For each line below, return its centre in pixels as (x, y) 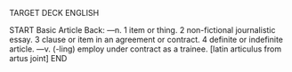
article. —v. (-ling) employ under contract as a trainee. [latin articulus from (146, 49)
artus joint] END (38, 58)
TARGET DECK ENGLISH (54, 13)
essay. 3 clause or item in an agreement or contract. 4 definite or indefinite (146, 40)
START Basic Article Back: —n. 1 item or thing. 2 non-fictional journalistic (142, 30)
